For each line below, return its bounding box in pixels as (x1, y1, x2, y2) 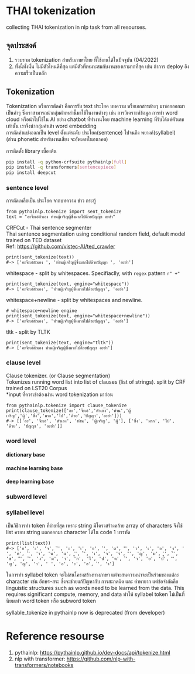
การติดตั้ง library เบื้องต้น (6, 147, 57, 154)
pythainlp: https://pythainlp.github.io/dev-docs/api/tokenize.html (14, 649, 171, 656)
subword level (6, 492, 47, 501)
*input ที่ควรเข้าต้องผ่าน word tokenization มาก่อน (6, 391, 113, 398)
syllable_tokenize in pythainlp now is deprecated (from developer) (6, 609, 165, 616)
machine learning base (6, 464, 63, 471)
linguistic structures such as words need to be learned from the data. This (6, 584, 184, 591)
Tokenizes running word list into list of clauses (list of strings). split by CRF (6, 378, 186, 385)
